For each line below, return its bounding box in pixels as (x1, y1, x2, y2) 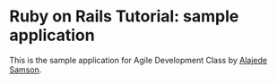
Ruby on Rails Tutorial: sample (9, 6, 239, 27)
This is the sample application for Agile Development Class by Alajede (9, 54, 267, 65)
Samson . (9, 64, 42, 75)
